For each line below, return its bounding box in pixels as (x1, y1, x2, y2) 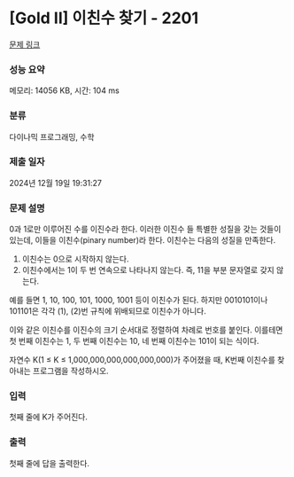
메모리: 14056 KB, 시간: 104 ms (9, 85, 120, 96)
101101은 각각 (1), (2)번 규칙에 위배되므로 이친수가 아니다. (9, 306, 206, 317)
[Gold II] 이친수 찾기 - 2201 (9, 8, 199, 28)
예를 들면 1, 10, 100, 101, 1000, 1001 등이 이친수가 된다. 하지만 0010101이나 (9, 294, 268, 306)
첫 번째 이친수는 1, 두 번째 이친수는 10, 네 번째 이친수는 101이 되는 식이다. (9, 336, 259, 347)
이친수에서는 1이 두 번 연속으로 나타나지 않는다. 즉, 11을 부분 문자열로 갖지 (21, 265, 275, 276)
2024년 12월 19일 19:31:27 (9, 177, 103, 188)
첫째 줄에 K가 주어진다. (9, 411, 89, 422)
